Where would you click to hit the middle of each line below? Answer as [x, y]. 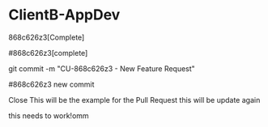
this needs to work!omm [49, 116]
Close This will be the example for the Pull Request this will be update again [134, 99]
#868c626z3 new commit [51, 84]
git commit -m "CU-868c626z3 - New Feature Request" [102, 68]
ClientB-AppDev [64, 15]
